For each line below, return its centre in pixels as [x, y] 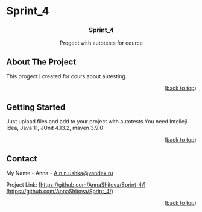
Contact [22, 159]
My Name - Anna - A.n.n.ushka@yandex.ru [60, 173]
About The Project [41, 62]
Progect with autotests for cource [101, 43]
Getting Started [36, 107]
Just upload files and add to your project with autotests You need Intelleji [97, 122]
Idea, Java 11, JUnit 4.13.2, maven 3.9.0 [55, 128]
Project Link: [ [24, 184]
